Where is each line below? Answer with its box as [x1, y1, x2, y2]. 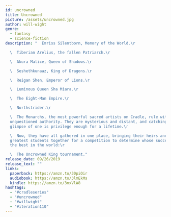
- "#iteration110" [10, 204, 49, 209]
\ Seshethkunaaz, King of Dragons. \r [10, 68, 93, 74]
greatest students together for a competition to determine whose [10, 138, 154, 143]
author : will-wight [5, 21, 47, 27]
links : [5, 166, 19, 171]
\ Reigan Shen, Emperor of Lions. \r [10, 78, 90, 83]
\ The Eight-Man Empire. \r [10, 96, 70, 101]
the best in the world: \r [10, 142, 65, 148]
